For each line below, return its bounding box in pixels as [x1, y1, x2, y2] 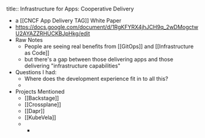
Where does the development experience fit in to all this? [24, 75, 168, 82]
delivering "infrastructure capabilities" [24, 62, 121, 69]
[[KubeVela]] [24, 114, 56, 121]
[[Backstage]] [24, 94, 59, 102]
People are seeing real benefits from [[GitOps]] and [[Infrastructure [24, 43, 194, 50]
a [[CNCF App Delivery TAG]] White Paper [15, 17, 122, 24]
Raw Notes [15, 36, 43, 43]
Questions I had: [15, 69, 57, 75]
